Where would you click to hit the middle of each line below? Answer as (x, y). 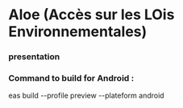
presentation (34, 57)
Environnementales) (78, 32)
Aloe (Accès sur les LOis (91, 15)
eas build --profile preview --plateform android (86, 96)
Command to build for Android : (71, 78)
